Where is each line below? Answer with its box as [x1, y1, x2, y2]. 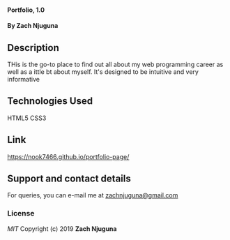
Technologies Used [7, 95, 93, 107]
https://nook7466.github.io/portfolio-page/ [7, 152, 130, 160]
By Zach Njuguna [7, 22, 59, 30]
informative [7, 75, 40, 83]
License [7, 209, 35, 218]
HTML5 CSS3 [7, 114, 47, 122]
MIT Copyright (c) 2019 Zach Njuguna [7, 224, 117, 233]
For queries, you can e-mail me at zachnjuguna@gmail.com [7, 191, 178, 200]
